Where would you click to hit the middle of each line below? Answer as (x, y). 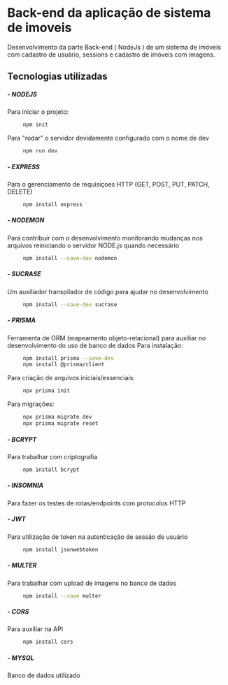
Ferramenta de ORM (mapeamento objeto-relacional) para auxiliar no (107, 338)
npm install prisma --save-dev (68, 358)
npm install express (52, 205)
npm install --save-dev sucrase (70, 304)
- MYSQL (21, 658)
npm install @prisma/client (64, 365)
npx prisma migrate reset (60, 424)
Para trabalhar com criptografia (52, 456)
